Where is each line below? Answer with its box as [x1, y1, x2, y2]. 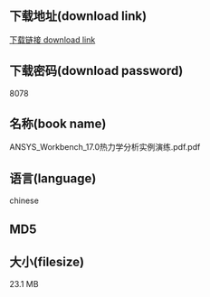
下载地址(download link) [9, 8, 148, 24]
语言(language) [9, 171, 97, 186]
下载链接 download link [9, 34, 96, 45]
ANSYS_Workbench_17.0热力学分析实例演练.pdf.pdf [9, 142, 201, 153]
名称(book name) [9, 116, 107, 132]
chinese [9, 195, 39, 206]
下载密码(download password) [9, 63, 184, 79]
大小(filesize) [9, 255, 84, 270]
